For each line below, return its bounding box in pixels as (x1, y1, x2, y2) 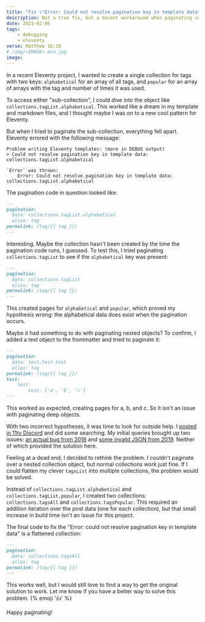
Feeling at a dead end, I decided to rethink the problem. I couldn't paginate (6, 454, 194, 461)
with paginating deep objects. (6, 411, 81, 418)
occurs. (6, 318, 26, 325)
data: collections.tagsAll (12, 553, 81, 559)
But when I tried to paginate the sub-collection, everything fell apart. (6, 127, 178, 135)
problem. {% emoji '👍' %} (6, 594, 72, 602)
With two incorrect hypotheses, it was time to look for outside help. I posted (6, 423, 197, 430)
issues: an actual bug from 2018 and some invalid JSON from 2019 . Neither (6, 436, 195, 443)
